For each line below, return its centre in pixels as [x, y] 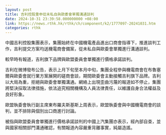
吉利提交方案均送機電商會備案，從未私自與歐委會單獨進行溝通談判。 [83, 49]
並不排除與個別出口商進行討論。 [46, 111]
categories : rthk [23, 28]
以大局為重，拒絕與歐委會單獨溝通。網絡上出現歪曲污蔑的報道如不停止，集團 [83, 82]
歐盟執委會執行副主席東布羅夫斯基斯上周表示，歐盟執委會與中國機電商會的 [81, 105]
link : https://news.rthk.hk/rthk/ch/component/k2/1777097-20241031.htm [80, 23]
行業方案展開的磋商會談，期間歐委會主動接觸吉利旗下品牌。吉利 [96, 76]
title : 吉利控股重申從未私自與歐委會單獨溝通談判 [50, 14]
